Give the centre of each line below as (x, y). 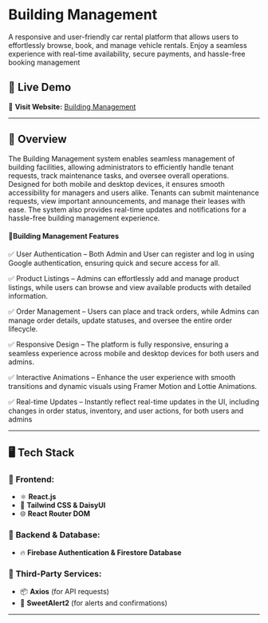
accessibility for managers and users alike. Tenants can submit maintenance (134, 192)
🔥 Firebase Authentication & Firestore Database (100, 552)
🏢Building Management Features (64, 236)
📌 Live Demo (40, 87)
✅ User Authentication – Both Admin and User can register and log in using (131, 254)
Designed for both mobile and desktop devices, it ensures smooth (116, 184)
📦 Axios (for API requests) (65, 592)
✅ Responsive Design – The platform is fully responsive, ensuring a (118, 344)
